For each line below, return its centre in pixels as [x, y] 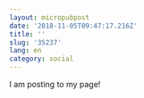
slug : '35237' [36, 42]
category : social [42, 59]
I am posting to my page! [55, 84]
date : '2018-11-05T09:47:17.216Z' [74, 26]
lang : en [25, 51]
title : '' [28, 34]
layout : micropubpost [50, 17]
